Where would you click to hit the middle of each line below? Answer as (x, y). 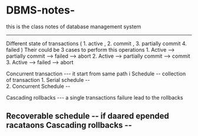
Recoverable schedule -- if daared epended (88, 116)
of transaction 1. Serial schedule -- (48, 79)
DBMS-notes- (41, 10)
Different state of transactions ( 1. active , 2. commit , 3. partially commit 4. (96, 43)
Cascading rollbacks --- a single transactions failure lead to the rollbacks (95, 97)
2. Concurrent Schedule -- (38, 86)
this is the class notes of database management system (74, 26)
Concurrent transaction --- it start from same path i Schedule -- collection (96, 74)
